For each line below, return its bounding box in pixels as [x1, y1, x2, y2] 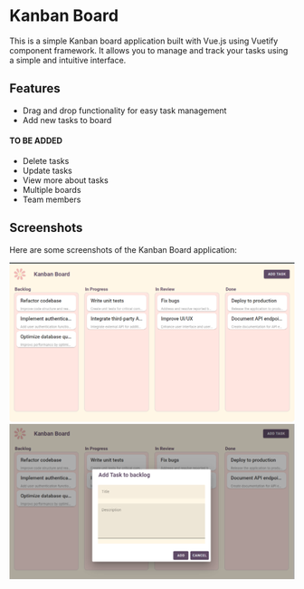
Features [9, 81, 61, 96]
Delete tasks [22, 155, 70, 166]
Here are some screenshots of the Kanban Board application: [9, 244, 238, 255]
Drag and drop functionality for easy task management [22, 105, 227, 116]
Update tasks [22, 165, 72, 176]
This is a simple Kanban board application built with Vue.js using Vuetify [9, 35, 279, 46]
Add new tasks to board [22, 114, 112, 125]
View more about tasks [22, 174, 109, 186]
